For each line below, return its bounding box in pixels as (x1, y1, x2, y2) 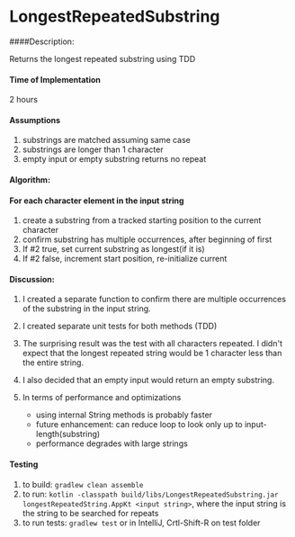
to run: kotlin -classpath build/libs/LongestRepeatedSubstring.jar (22, 488, 279, 499)
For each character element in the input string (9, 195, 184, 206)
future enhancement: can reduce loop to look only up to (35, 419, 243, 430)
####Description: (9, 36, 75, 47)
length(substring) (35, 429, 101, 440)
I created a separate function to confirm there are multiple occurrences (22, 294, 286, 305)
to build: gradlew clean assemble (22, 479, 144, 489)
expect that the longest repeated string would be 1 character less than (22, 348, 282, 359)
